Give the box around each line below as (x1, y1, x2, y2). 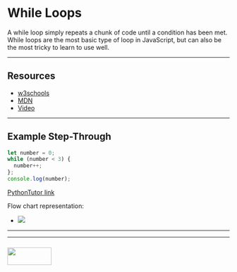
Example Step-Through (7, 131, 111, 143)
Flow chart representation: (7, 202, 85, 210)
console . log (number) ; (7, 176, 71, 183)
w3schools (17, 89, 50, 97)
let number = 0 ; (7, 149, 55, 156)
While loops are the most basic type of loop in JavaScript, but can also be (7, 35, 222, 44)
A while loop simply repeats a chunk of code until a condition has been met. (7, 28, 228, 37)
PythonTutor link (7, 188, 55, 196)
